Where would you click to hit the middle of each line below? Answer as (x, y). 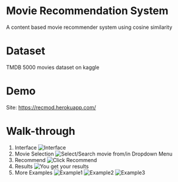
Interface (26, 147)
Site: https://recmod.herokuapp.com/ (51, 107)
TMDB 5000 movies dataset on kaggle (53, 67)
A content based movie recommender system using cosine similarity (89, 27)
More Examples (34, 173)
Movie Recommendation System (88, 11)
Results (24, 166)
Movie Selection (34, 154)
